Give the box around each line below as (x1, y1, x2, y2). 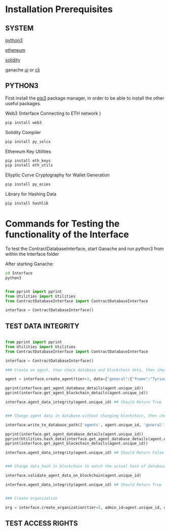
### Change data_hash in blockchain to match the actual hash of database (5, 464, 166, 469)
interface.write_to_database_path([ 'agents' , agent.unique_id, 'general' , (5, 422, 166, 427)
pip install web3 (5, 120, 42, 125)
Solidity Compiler (5, 129, 41, 135)
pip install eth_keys (5, 158, 51, 163)
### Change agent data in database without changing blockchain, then (5, 413, 157, 418)
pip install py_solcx (5, 139, 51, 144)
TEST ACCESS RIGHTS (5, 519, 78, 527)
